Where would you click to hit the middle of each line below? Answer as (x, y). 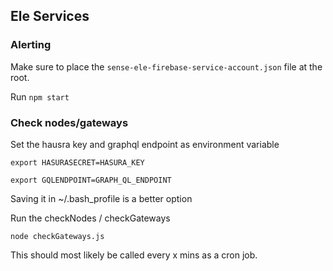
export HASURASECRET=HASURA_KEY (77, 162)
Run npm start (40, 96)
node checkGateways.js (57, 236)
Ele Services (50, 16)
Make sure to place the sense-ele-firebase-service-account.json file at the (166, 66)
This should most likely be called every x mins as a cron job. (134, 255)
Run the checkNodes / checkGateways (90, 218)
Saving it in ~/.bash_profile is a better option (101, 198)
